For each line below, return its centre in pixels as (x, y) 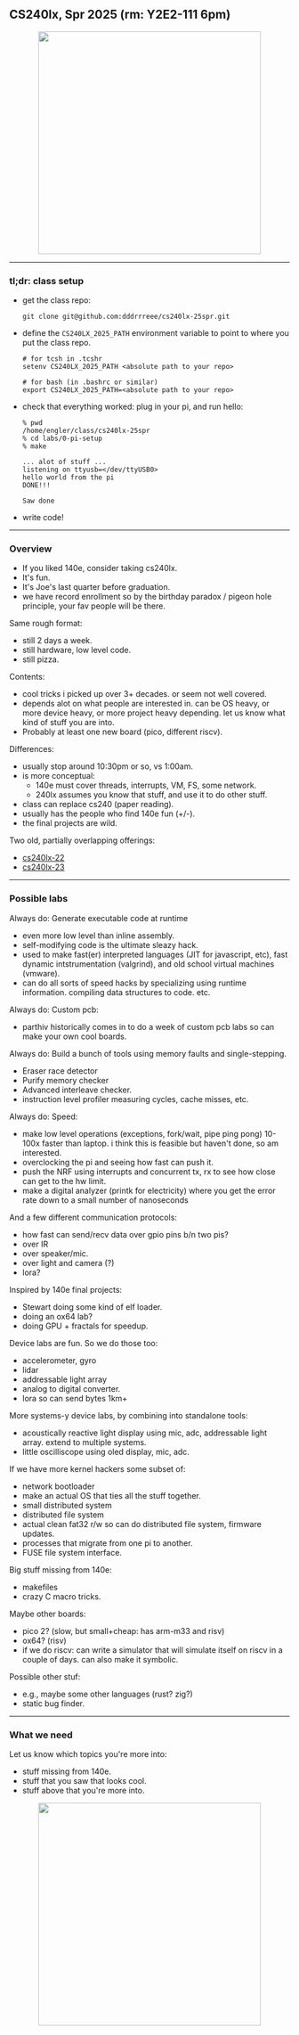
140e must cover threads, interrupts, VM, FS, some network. (146, 785)
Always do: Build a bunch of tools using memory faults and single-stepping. (148, 1053)
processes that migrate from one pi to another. (107, 1543)
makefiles (40, 1587)
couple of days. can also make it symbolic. (100, 1659)
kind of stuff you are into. (68, 723)
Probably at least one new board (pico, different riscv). (122, 732)
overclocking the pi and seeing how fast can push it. (117, 1162)
